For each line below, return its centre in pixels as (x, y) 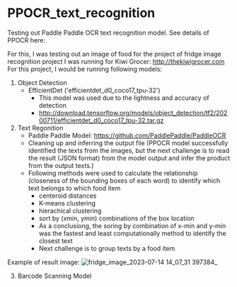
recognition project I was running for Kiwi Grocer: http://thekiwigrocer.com (116, 61)
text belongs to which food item (74, 188)
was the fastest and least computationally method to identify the (132, 233)
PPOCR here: (27, 40)
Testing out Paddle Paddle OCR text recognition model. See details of (109, 33)
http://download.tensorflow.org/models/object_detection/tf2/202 (133, 113)
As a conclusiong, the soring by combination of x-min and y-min (132, 225)
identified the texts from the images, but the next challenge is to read (129, 150)
